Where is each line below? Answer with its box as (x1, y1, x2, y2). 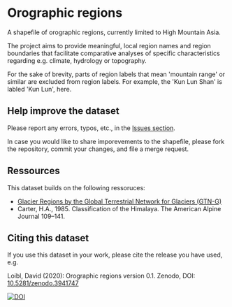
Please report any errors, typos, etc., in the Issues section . (7, 124, 176, 132)
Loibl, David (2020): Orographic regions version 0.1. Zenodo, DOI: (7, 271, 196, 280)
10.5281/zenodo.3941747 (7, 279, 79, 287)
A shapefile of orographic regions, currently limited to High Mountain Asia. (7, 28, 222, 36)
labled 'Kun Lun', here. (7, 85, 72, 93)
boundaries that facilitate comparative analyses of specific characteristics (7, 49, 220, 57)
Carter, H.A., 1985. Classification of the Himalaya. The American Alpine (17, 204, 222, 213)
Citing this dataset (7, 232, 89, 244)
